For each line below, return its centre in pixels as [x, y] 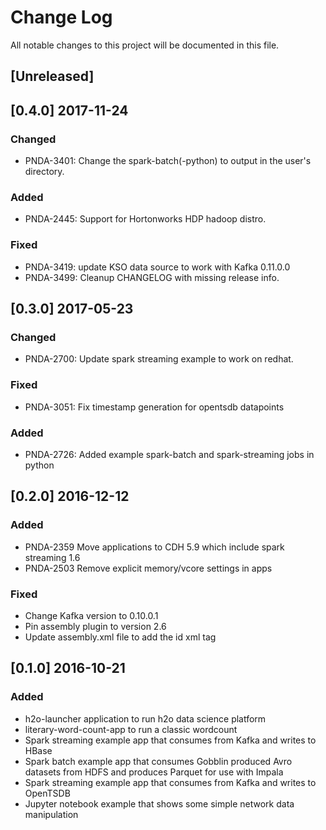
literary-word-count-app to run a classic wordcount [131, 729]
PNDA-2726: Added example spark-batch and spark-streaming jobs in [169, 454]
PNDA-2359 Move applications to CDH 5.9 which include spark [154, 547]
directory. [44, 172]
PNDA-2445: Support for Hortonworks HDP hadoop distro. [145, 219]
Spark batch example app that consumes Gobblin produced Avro [158, 761]
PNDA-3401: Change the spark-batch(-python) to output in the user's [168, 161]
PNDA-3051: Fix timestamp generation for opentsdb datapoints [154, 407]
